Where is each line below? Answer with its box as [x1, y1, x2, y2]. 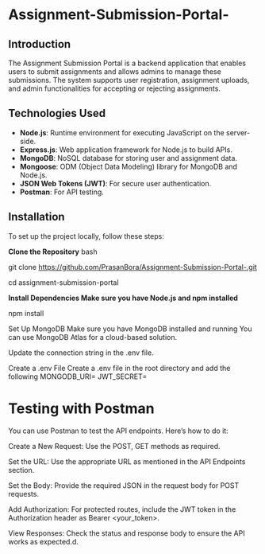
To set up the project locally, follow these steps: [8, 231, 165, 240]
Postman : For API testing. [19, 187, 105, 197]
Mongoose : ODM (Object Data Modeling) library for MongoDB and [19, 162, 238, 171]
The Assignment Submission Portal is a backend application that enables [8, 58, 246, 68]
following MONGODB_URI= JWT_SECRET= [8, 372, 148, 381]
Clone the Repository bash [8, 247, 98, 256]
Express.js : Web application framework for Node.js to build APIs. [19, 145, 232, 154]
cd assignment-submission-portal [8, 277, 119, 287]
